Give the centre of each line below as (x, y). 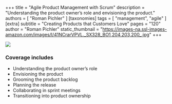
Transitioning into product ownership (52, 96)
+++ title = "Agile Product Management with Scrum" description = (75, 7)
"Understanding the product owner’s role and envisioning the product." (80, 13)
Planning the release (34, 85)
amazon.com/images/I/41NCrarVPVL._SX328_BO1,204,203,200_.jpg (78, 35)
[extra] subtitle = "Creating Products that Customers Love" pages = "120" (83, 24)
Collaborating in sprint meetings (46, 90)
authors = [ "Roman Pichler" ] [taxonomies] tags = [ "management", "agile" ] (86, 18)
